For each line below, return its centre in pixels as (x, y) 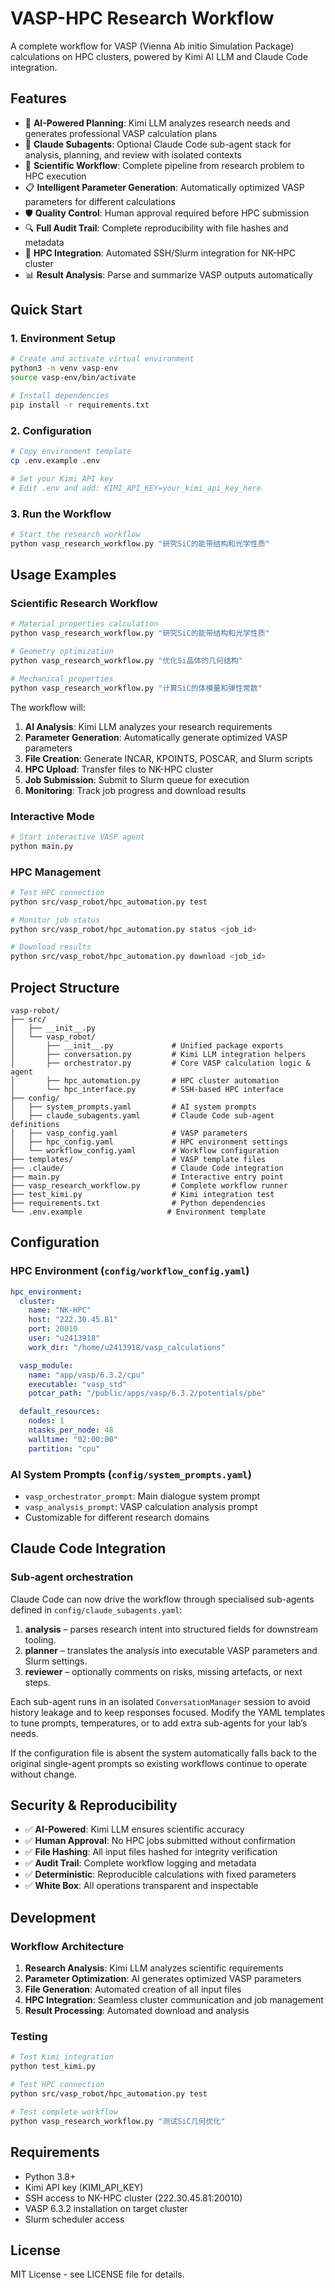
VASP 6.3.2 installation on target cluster (106, 2208)
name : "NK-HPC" (60, 1310)
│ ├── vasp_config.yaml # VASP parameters (129, 1133)
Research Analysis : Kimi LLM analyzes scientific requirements (154, 1968)
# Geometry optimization (62, 652)
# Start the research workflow (75, 534)
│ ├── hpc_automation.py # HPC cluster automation (145, 1081)
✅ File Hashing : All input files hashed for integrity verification (151, 1852)
